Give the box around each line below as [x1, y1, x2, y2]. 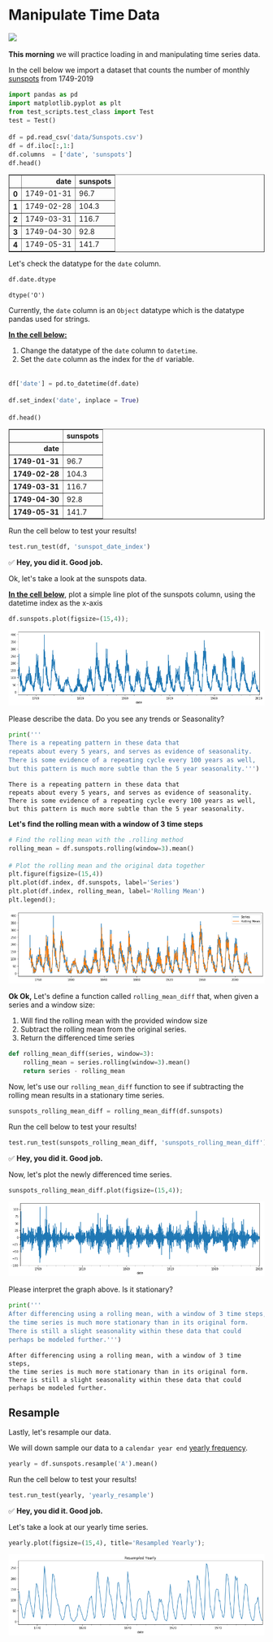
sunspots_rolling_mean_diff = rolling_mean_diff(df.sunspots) [8, 1107, 223, 1115]
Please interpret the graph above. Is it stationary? [8, 1284, 173, 1294]
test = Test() [8, 116, 57, 124]
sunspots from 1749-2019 [8, 73, 94, 83]
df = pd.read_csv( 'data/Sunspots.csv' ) [8, 133, 144, 141]
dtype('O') [8, 291, 45, 299]
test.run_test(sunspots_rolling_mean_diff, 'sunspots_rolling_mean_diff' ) [8, 1138, 267, 1147]
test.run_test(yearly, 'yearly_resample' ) [8, 1492, 154, 1500]
